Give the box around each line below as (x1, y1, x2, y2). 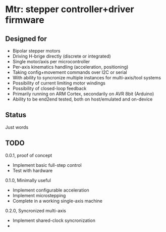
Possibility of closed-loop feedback (12, 85, 87, 91)
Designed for (5, 34, 47, 43)
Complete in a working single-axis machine (12, 198, 102, 204)
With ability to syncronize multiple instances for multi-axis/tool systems (12, 75, 161, 80)
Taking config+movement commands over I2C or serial (12, 69, 127, 75)
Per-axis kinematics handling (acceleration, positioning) (12, 64, 129, 70)
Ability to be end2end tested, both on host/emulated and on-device (12, 96, 153, 102)
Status (5, 111, 27, 119)
